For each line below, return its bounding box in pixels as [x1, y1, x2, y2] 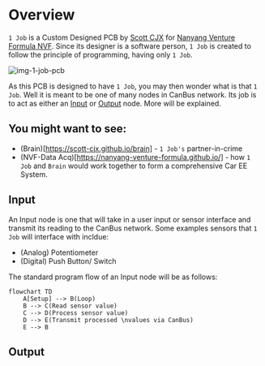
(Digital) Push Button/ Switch [19, 256, 117, 265]
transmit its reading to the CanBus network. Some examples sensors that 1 [8, 223, 258, 233]
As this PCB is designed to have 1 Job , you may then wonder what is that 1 [8, 81, 258, 91]
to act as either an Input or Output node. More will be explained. [8, 98, 221, 108]
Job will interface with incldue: [8, 231, 109, 241]
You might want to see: [8, 122, 127, 136]
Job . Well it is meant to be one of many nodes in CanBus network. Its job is [8, 89, 257, 99]
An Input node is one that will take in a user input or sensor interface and [8, 214, 251, 224]
